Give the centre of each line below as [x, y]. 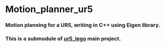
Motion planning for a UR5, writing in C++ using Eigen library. [83, 25]
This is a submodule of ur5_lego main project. [63, 39]
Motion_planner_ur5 [49, 9]
